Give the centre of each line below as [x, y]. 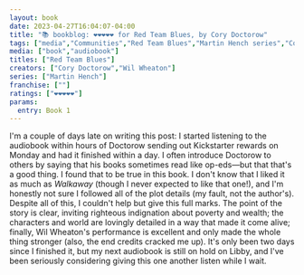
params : [24, 102]
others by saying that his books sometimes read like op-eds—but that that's [151, 165]
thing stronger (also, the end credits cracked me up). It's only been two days [152, 242]
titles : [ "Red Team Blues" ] [62, 60]
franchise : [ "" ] [40, 85]
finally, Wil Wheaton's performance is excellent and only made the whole [145, 232]
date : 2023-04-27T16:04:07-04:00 [72, 26]
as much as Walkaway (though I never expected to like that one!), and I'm [147, 184]
